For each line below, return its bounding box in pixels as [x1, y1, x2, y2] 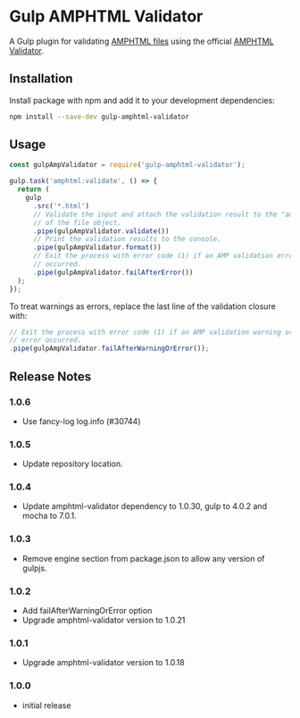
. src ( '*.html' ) [32, 201, 90, 211]
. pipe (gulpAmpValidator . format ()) [32, 243, 162, 252]
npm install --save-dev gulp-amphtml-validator [9, 112, 190, 121]
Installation [9, 71, 73, 87]
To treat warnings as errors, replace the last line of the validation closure [9, 301, 277, 312]
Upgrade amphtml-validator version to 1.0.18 [21, 657, 185, 668]
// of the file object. [32, 218, 122, 227]
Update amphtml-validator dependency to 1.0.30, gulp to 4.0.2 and [21, 501, 268, 512]
